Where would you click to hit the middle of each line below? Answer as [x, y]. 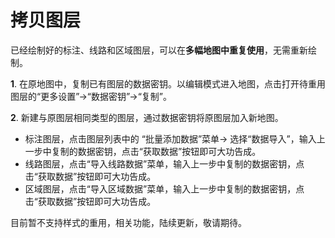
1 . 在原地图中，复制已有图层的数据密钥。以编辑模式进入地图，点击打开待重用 [168, 83]
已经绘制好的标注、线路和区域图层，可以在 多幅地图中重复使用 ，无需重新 [159, 50]
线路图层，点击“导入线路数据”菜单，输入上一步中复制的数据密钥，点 [164, 163]
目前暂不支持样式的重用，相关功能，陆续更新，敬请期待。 [128, 222]
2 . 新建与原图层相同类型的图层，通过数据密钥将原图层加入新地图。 [147, 117]
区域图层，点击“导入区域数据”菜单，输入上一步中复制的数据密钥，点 [164, 188]
